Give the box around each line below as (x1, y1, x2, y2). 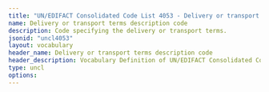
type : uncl (8, 64, 45, 72)
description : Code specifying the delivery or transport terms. (8, 26, 227, 34)
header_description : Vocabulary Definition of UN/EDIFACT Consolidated (8, 57, 252, 65)
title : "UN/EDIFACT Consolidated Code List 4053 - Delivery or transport (8, 11, 260, 20)
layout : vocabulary (8, 42, 74, 50)
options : (8, 71, 38, 79)
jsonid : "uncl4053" (8, 34, 74, 42)
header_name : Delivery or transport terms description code (8, 49, 214, 57)
